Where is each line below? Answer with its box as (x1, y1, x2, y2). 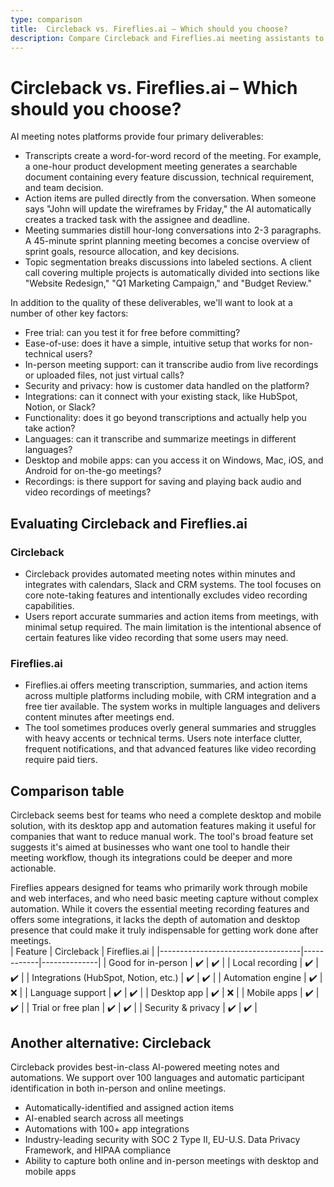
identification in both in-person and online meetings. (10, 1082, 227, 1094)
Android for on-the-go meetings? (24, 465, 162, 477)
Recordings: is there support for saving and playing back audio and (24, 476, 302, 488)
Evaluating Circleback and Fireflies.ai (10, 515, 248, 532)
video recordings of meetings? (24, 486, 152, 498)
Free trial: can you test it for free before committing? (24, 327, 241, 339)
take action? (24, 422, 76, 435)
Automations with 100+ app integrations (24, 1122, 190, 1135)
